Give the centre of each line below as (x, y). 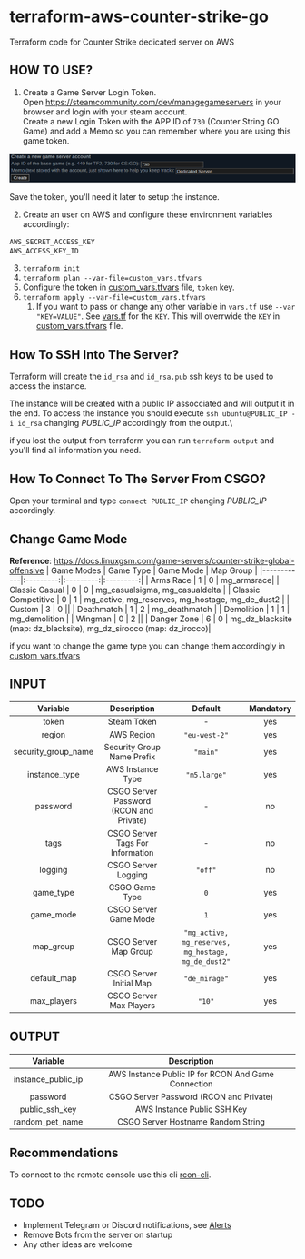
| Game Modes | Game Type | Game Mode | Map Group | (152, 570)
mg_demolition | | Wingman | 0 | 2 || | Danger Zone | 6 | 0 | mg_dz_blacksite (151, 619)
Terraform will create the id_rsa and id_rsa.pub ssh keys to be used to (142, 377)
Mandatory (271, 709)
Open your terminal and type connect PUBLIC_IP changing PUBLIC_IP (138, 501)
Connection (191, 1084)
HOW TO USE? (51, 70)
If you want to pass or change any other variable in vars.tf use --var (166, 307)
